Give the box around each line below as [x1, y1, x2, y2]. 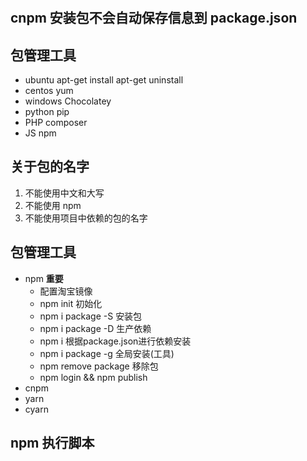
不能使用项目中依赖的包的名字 [24, 212, 148, 224]
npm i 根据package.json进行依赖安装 [39, 335, 192, 347]
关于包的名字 [10, 158, 90, 176]
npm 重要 [24, 272, 64, 284]
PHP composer [24, 117, 88, 128]
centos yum [24, 85, 74, 96]
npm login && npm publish [39, 371, 148, 383]
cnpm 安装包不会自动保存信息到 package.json [10, 10, 298, 27]
